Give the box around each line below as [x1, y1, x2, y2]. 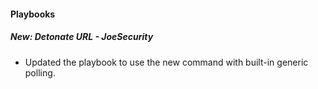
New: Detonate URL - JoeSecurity [10, 31, 154, 43]
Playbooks [10, 8, 56, 20]
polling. [24, 66, 56, 79]
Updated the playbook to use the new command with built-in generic [24, 56, 309, 68]
